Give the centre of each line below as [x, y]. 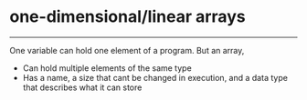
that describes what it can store [82, 87]
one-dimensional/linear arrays [127, 17]
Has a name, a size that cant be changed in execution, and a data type [155, 77]
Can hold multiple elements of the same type [107, 68]
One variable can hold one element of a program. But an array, [127, 50]
